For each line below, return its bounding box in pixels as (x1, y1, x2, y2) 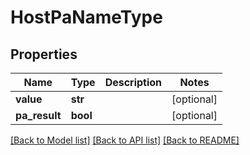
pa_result (15, 109, 62, 122)
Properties (10, 46, 78, 63)
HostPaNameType (10, 6, 163, 29)
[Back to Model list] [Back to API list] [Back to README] (10, 134, 240, 146)
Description (104, 76, 163, 89)
